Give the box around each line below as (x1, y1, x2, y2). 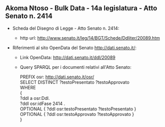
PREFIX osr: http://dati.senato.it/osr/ (19, 74, 94, 80)
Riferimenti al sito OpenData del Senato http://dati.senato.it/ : (12, 45, 136, 51)
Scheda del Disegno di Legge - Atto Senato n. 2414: (12, 25, 119, 31)
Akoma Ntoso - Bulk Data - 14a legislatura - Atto (5, 4, 157, 13)
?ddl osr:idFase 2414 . (19, 100, 65, 106)
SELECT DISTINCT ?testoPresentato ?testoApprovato (19, 79, 130, 85)
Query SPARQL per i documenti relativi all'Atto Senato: (19, 64, 131, 70)
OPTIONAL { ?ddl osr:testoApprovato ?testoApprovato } (19, 111, 134, 117)
